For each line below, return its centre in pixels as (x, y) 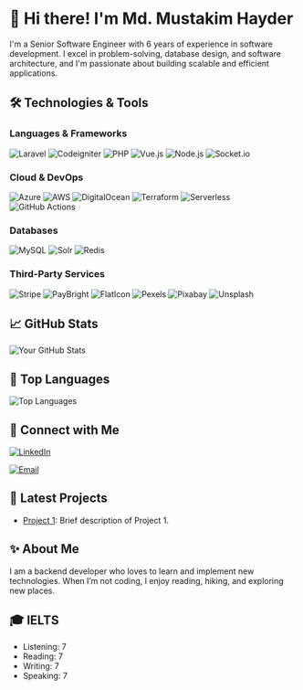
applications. (33, 73)
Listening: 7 (44, 647)
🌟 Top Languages (60, 379)
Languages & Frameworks (68, 133)
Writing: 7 (41, 666)
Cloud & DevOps (47, 177)
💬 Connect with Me (65, 430)
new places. (32, 590)
